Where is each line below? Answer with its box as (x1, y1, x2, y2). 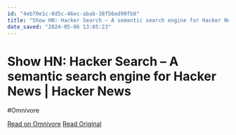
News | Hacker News (7, 83, 131, 99)
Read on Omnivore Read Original (7, 120, 102, 128)
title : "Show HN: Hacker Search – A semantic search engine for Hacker (7, 17, 221, 24)
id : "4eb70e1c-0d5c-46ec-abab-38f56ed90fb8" (7, 10, 140, 17)
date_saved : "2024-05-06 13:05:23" (7, 23, 112, 30)
